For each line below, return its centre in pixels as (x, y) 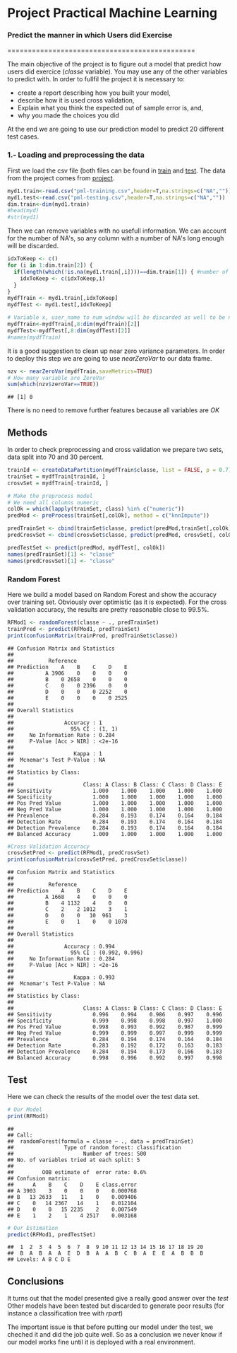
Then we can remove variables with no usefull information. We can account (117, 231)
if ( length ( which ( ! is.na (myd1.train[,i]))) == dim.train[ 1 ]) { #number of (121, 272)
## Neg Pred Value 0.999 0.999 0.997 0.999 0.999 (115, 1033)
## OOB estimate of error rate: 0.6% (77, 1172)
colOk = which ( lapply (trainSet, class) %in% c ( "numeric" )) (96, 509)
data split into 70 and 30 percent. (55, 457)
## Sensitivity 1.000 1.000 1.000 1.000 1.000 (115, 791)
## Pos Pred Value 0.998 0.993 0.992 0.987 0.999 (115, 1027)
